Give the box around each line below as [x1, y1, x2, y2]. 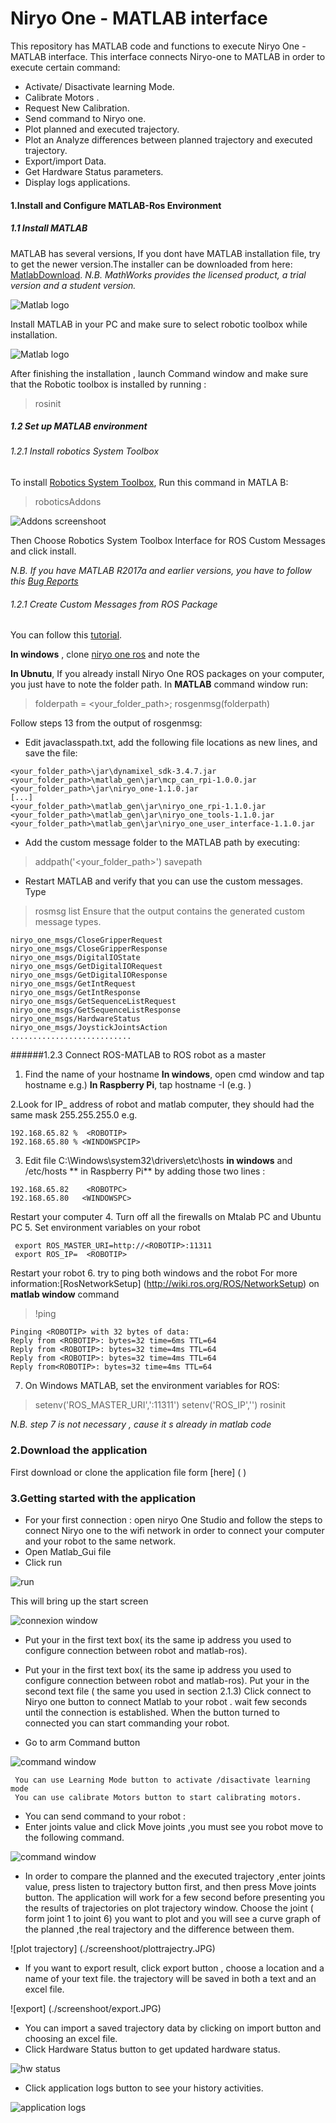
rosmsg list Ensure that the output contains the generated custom [34, 905, 306, 917]
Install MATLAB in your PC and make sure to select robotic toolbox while [10, 318, 308, 330]
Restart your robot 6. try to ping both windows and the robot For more [10, 1267, 298, 1279]
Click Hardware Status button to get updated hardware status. [24, 2043, 281, 2055]
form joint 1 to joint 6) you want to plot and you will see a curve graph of [24, 1912, 322, 1924]
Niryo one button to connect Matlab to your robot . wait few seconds [24, 1695, 308, 1707]
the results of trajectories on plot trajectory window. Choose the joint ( [24, 1902, 314, 1914]
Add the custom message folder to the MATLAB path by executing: [24, 837, 300, 849]
